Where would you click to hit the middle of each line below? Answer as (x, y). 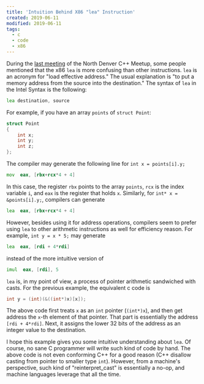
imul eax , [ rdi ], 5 (33, 270)
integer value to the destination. (47, 330)
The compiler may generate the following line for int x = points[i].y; (96, 164)
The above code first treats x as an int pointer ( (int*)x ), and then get (94, 311)
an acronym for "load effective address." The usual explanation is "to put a (100, 76)
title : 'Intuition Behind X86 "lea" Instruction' (71, 12)
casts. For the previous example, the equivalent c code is (78, 287)
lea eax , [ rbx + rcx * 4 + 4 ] (41, 211)
